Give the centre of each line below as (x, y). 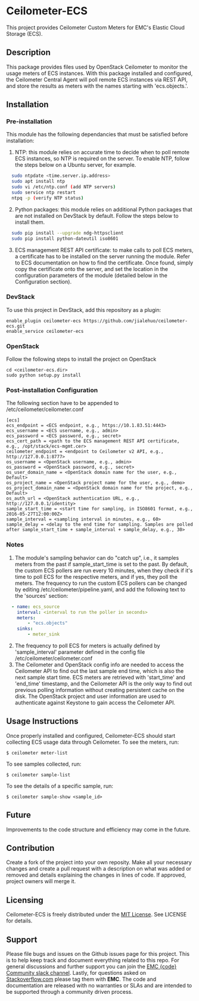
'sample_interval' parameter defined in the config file (80, 652)
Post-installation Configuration (52, 390)
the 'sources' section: (41, 595)
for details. (19, 921)
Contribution (30, 848)
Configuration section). (43, 282)
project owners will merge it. (41, 881)
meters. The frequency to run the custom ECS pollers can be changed (101, 583)
